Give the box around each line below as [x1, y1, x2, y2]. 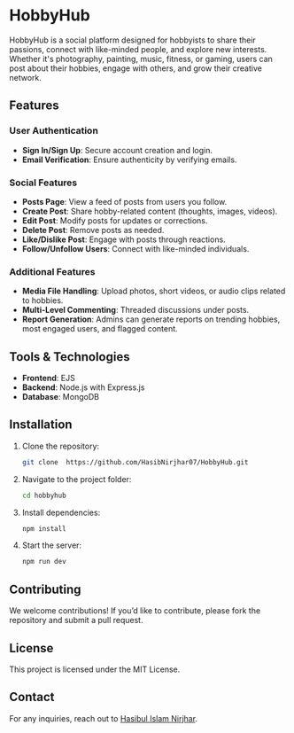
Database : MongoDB [21, 392, 100, 402]
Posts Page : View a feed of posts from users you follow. [21, 196, 228, 207]
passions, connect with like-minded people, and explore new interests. [9, 43, 267, 54]
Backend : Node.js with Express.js [21, 382, 145, 393]
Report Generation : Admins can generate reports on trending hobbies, [21, 314, 281, 324]
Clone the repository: [21, 441, 100, 451]
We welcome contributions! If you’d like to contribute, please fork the [9, 605, 261, 616]
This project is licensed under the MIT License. [9, 664, 181, 675]
